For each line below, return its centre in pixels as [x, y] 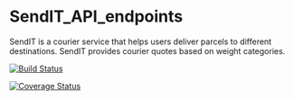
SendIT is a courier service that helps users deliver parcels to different [141, 41]
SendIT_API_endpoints [96, 17]
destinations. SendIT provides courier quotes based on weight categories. [147, 50]
